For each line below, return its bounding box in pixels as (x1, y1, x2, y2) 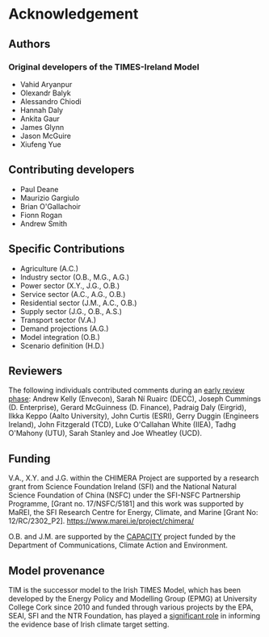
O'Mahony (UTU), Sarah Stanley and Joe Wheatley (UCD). (8, 429, 203, 438)
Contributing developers (8, 163, 135, 177)
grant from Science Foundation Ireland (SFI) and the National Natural (8, 482, 237, 492)
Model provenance (8, 564, 105, 577)
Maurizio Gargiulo (19, 193, 80, 203)
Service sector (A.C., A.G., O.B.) (19, 289, 126, 299)
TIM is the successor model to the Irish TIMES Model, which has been (8, 585, 241, 594)
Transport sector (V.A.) (19, 315, 97, 325)
